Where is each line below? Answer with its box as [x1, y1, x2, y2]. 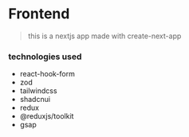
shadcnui [19, 95, 50, 104]
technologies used [8, 51, 82, 62]
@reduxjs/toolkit [19, 112, 74, 121]
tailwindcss [19, 86, 57, 96]
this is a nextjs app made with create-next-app [27, 31, 182, 41]
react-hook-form [19, 69, 76, 79]
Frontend [8, 5, 70, 23]
